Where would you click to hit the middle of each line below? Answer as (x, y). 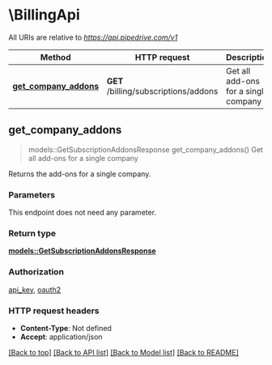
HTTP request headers (54, 311)
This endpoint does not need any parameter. (82, 213)
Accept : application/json (61, 337)
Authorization (36, 272)
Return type (32, 233)
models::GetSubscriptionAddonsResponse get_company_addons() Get (145, 149)
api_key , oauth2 (35, 290)
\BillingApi (45, 15)
